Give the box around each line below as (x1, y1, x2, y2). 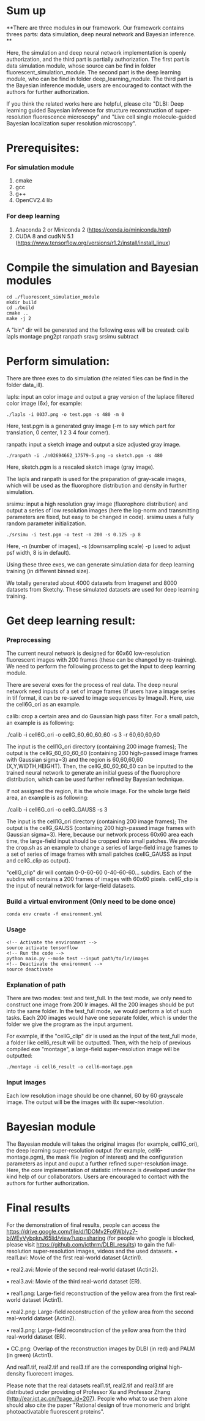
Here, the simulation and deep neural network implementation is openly (6, 49, 187, 56)
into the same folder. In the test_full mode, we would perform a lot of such (6, 1007, 193, 1014)
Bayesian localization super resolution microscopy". (6, 119, 136, 127)
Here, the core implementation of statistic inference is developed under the (6, 1167, 196, 1174)
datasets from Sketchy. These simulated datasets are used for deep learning (6, 585, 199, 593)
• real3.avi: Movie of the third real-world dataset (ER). (6, 1278, 142, 1285)
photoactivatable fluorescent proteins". (6, 1408, 105, 1415)
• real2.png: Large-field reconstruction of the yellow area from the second (6, 1308, 194, 1315)
